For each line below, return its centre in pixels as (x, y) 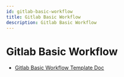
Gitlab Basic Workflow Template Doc (59, 68)
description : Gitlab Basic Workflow (51, 22)
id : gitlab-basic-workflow (39, 11)
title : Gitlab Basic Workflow (44, 17)
